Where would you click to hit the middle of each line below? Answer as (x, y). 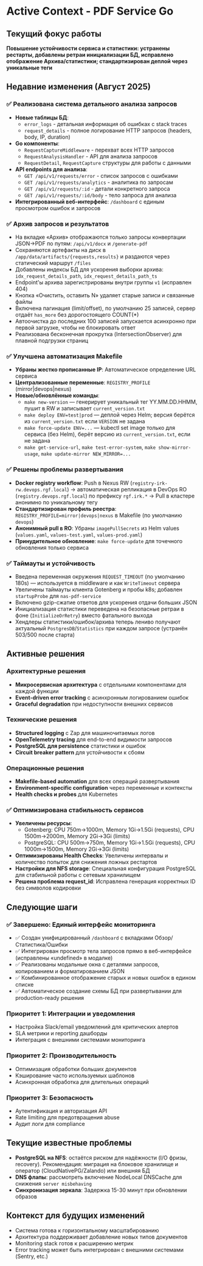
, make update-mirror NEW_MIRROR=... (84, 454)
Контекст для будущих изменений (75, 1216)
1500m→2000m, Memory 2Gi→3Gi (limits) (77, 836)
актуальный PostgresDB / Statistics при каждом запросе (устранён (101, 628)
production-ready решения (50, 998)
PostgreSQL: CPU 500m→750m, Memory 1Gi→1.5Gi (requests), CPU (110, 843)
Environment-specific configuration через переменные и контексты (104, 788)
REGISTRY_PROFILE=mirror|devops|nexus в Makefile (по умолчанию (98, 515)
